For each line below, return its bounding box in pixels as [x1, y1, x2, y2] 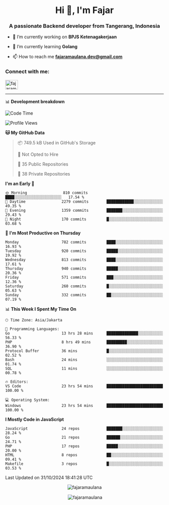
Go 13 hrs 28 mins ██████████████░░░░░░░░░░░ [5, 330, 163, 336]
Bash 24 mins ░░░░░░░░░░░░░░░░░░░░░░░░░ [5, 357, 163, 362]
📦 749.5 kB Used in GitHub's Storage [17, 139, 96, 145]
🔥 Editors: [5, 379, 29, 384]
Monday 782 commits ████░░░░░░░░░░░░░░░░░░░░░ [5, 239, 163, 244]
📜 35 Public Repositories [17, 161, 69, 167]
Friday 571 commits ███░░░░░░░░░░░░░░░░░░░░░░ [5, 275, 163, 280]
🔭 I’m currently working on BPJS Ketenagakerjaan [12, 34, 117, 40]
